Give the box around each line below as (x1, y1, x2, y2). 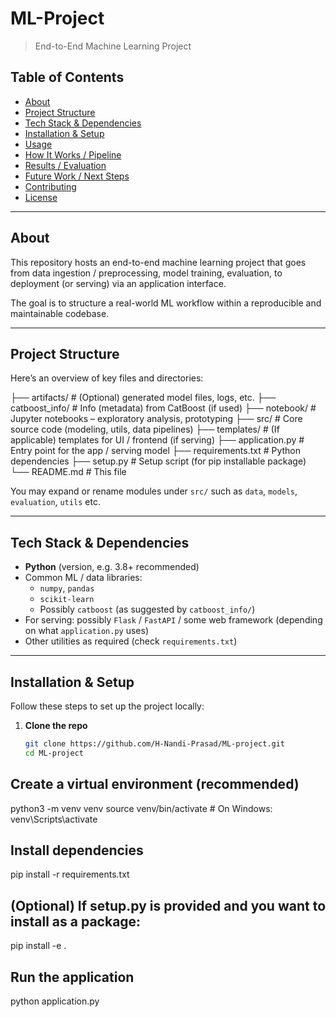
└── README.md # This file (10, 466, 127, 478)
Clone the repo (24, 720, 88, 731)
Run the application (10, 968, 135, 986)
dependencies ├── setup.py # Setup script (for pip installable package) (10, 455, 307, 467)
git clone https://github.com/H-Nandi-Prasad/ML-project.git (24, 739, 286, 749)
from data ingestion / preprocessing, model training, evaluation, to (10, 267, 283, 279)
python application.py (10, 995, 100, 1007)
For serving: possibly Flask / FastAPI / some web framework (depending (24, 614, 323, 626)
